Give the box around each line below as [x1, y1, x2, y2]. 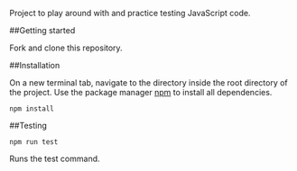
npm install [9, 104, 54, 113]
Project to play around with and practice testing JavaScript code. [9, 8, 251, 18]
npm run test [9, 138, 59, 147]
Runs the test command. [9, 153, 101, 164]
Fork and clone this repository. [9, 42, 124, 53]
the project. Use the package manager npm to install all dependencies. [9, 87, 273, 97]
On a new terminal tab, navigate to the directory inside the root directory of [9, 77, 289, 88]
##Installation [9, 60, 60, 70]
